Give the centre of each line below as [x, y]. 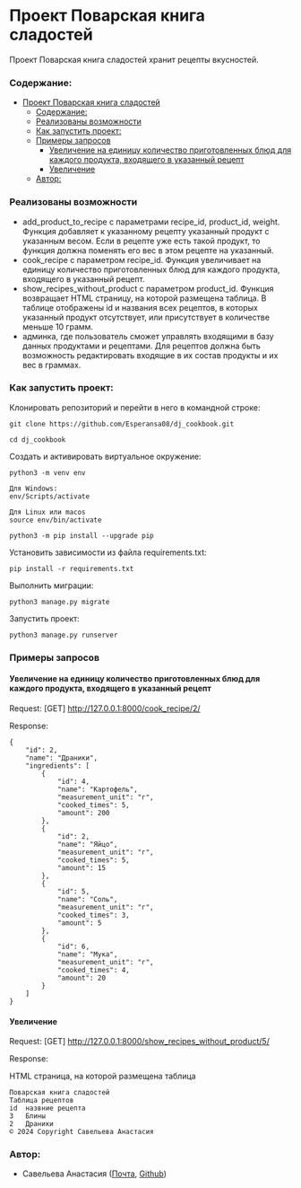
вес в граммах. [52, 365]
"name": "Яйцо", [87, 844]
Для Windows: [34, 488]
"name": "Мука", [87, 954]
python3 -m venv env [48, 472]
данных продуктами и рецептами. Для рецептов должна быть [142, 346]
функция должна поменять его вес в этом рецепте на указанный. [148, 250]
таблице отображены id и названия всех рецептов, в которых [140, 307]
